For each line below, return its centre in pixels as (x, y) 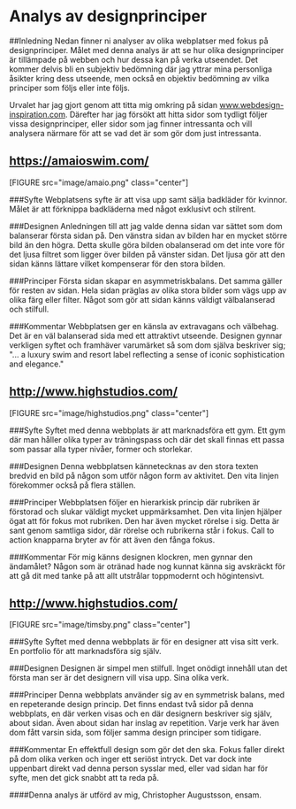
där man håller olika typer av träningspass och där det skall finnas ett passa (147, 439)
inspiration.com (38, 114)
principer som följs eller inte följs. (70, 88)
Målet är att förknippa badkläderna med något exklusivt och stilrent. (133, 209)
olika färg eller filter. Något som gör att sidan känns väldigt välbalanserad (142, 299)
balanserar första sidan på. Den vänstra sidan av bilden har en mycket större (148, 235)
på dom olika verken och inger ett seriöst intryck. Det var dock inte (130, 759)
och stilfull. (29, 309)
